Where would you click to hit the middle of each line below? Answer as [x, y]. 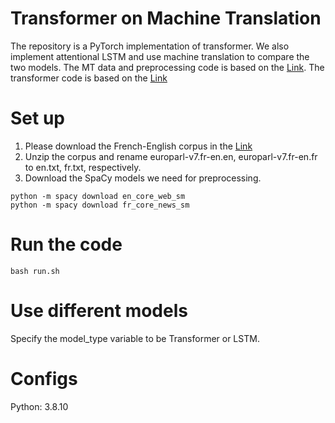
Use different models [99, 311]
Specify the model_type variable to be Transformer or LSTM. [135, 338]
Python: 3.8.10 [39, 406]
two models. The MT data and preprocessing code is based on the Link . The [167, 67]
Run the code [66, 244]
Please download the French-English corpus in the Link [138, 146]
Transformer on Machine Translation [166, 18]
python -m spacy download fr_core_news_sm [100, 205]
